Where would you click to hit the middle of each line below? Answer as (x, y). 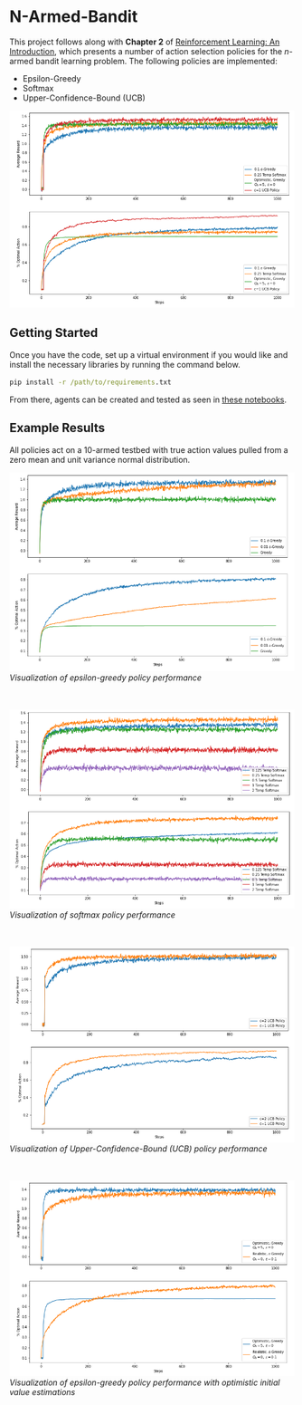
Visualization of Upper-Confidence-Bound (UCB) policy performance (139, 1149)
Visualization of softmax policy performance (93, 915)
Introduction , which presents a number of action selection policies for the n (149, 51)
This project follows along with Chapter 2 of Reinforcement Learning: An (145, 42)
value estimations (42, 1391)
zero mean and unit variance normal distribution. (100, 459)
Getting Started (54, 333)
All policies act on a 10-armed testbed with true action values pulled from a (149, 449)
